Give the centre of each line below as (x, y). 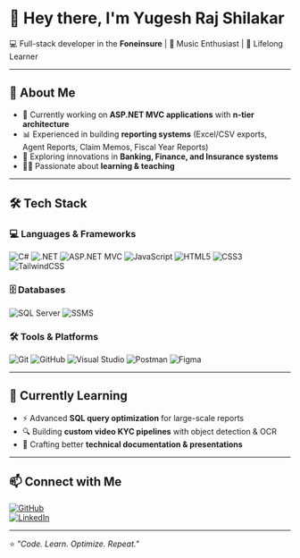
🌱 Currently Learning (68, 396)
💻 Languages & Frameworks (73, 234)
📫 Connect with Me (66, 482)
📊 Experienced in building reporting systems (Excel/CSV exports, (145, 134)
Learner (24, 56)
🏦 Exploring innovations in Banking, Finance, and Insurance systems (150, 156)
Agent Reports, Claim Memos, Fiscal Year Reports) (115, 147)
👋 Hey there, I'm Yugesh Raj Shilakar (147, 18)
